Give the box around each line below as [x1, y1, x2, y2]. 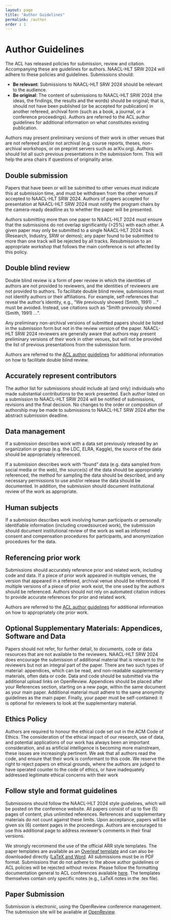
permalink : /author [5, 17, 47, 22]
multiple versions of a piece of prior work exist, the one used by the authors [5, 583, 165, 589]
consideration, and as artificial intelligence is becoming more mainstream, [5, 744, 161, 751]
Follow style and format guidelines [5, 787, 117, 795]
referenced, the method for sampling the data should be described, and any [5, 472, 165, 478]
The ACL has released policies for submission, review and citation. [5, 61, 145, 67]
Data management [5, 427, 65, 436]
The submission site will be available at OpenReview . [5, 909, 116, 915]
